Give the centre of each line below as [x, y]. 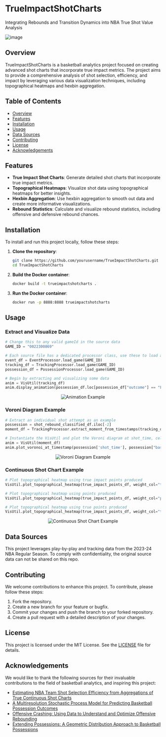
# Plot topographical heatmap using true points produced [66, 507]
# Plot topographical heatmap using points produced [61, 493]
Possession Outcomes [35, 708]
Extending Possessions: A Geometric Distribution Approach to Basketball [86, 724]
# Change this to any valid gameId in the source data [63, 342]
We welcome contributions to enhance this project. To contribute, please [79, 586]
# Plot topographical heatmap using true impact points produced [74, 480]
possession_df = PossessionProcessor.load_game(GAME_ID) [65, 369]
